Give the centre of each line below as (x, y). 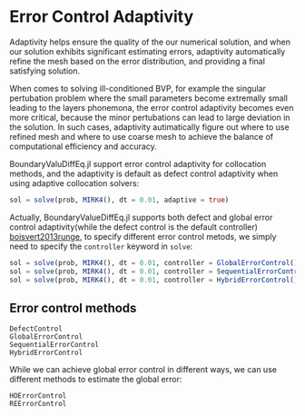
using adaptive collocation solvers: (74, 183)
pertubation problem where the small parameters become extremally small (149, 98)
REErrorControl (38, 404)
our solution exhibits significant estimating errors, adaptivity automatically (148, 51)
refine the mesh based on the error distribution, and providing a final (138, 61)
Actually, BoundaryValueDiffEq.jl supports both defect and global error (141, 217)
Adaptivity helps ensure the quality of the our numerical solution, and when (150, 42)
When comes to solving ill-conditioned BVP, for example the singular (138, 88)
